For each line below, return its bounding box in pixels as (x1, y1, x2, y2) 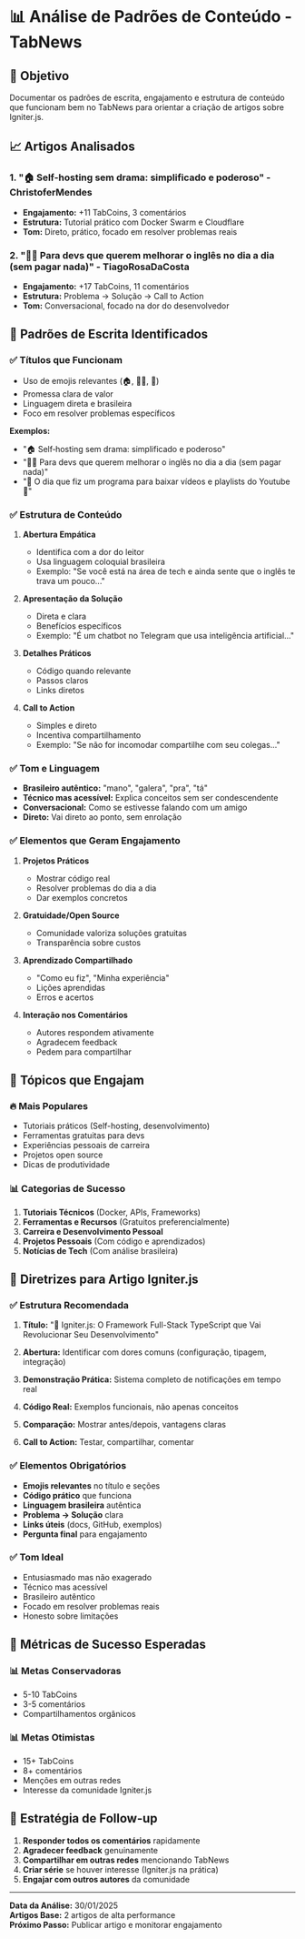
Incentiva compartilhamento (35, 729, 142, 741)
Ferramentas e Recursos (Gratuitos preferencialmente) (22, 1216, 230, 1227)
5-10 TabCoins (22, 1689, 78, 1700)
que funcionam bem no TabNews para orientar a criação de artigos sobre (9, 102, 284, 113)
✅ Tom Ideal (9, 1551, 64, 1564)
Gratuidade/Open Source (22, 910, 120, 921)
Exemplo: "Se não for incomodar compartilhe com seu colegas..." (35, 739, 280, 750)
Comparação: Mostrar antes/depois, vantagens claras (22, 1419, 227, 1430)
